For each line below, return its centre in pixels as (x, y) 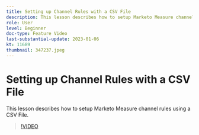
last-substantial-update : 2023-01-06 (53, 39)
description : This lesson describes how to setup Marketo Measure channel (100, 17)
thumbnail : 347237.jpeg (36, 50)
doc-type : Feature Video (37, 34)
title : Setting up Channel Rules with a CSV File (69, 12)
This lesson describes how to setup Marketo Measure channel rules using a (98, 108)
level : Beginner (26, 28)
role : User (20, 22)
